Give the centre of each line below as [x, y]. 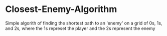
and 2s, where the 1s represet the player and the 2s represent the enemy [80, 28]
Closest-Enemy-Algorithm [61, 9]
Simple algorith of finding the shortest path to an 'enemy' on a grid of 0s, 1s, [84, 23]
